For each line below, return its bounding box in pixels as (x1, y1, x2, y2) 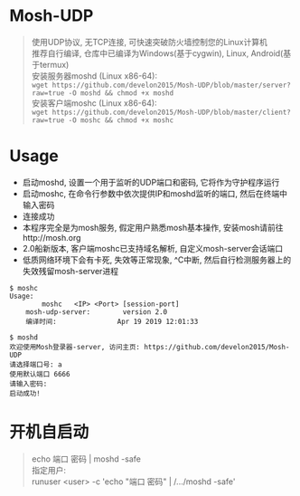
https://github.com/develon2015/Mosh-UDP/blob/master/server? (52, 81, 291, 90)
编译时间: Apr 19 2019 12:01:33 (25, 317, 199, 326)
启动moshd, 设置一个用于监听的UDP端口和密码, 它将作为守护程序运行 (22, 176, 280, 187)
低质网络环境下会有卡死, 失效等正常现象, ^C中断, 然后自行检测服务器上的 (22, 254, 292, 265)
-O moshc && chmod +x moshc (68, 115, 174, 125)
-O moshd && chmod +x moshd (68, 88, 174, 98)
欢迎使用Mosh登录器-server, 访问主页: (9, 342, 141, 351)
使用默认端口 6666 (9, 369, 70, 378)
